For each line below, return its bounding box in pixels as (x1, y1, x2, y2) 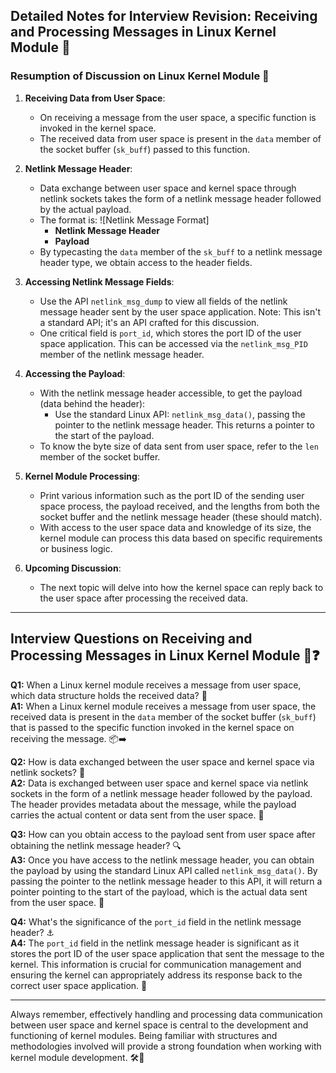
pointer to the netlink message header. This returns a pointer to (54, 419, 315, 431)
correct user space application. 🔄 (10, 979, 148, 991)
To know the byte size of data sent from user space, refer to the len (39, 440, 319, 452)
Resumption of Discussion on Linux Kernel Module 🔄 (10, 69, 270, 83)
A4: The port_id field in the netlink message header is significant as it (10, 937, 300, 949)
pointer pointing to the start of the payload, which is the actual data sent (10, 885, 308, 898)
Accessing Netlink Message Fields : (24, 275, 175, 288)
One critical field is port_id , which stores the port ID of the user (39, 327, 302, 339)
